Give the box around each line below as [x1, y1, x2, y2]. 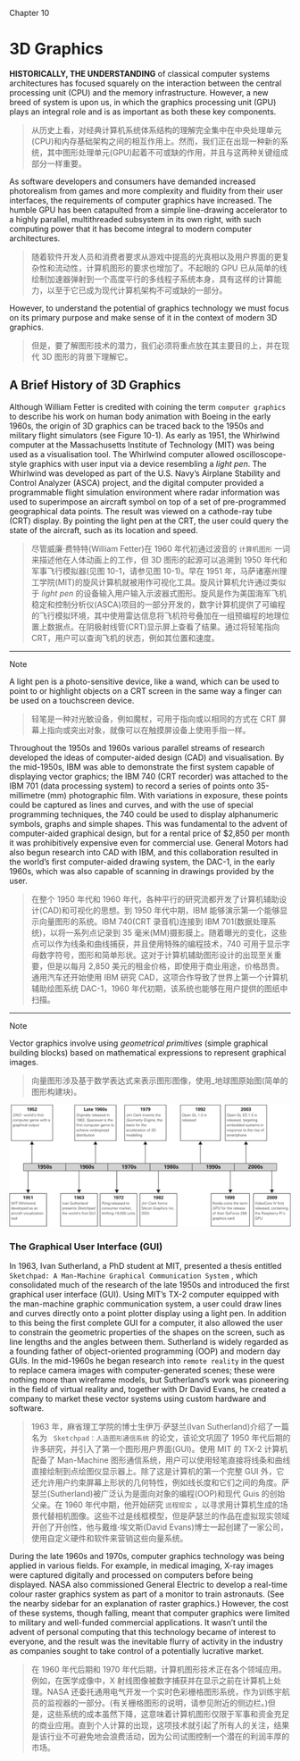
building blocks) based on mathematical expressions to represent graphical [9, 1047, 287, 1057]
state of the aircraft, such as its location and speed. [9, 524, 198, 535]
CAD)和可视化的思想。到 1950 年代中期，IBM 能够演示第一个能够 [41, 905, 280, 915]
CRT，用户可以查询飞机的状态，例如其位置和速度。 [30, 632, 221, 643]
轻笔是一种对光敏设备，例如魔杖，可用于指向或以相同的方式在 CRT [30, 714, 277, 724]
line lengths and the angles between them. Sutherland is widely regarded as [9, 1337, 289, 1348]
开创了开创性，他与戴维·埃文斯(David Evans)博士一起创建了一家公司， [30, 1522, 288, 1532]
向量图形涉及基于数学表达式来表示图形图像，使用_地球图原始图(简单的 [30, 1075, 288, 1086]
